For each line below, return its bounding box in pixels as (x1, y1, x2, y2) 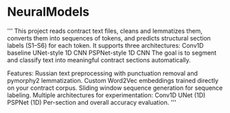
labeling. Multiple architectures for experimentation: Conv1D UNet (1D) (7, 90, 206, 99)
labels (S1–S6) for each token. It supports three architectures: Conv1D (7, 41, 204, 49)
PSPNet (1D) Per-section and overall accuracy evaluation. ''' (7, 98, 176, 106)
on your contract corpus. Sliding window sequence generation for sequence (7, 84, 223, 92)
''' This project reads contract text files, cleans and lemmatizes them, (7, 27, 203, 35)
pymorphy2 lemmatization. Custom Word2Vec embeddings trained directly (7, 76, 219, 84)
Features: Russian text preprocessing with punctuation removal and (7, 69, 198, 77)
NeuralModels (7, 4, 90, 20)
